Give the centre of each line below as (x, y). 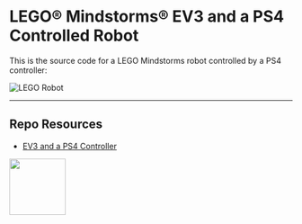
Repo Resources (56, 125)
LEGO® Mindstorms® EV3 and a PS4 (147, 17)
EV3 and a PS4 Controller (69, 146)
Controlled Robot (74, 36)
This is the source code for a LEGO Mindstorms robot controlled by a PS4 (145, 60)
